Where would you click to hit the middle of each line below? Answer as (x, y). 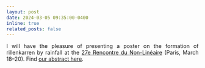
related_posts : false (34, 29)
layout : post (23, 12)
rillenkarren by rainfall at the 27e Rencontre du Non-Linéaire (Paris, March (103, 53)
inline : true (23, 23)
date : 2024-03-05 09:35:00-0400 (47, 18)
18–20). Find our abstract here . (45, 59)
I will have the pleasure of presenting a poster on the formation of (103, 46)
